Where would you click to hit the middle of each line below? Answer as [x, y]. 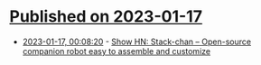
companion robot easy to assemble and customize [116, 51]
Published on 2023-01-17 [106, 17]
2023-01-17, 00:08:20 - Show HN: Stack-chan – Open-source [136, 42]
